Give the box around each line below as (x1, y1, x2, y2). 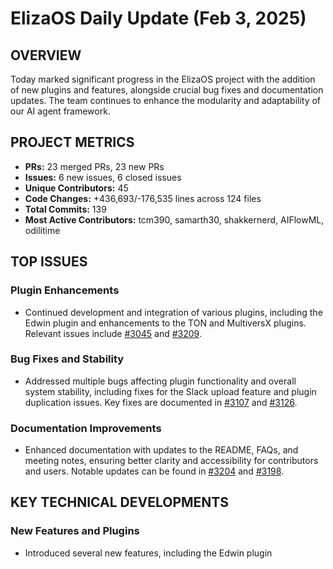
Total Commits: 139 (24, 203, 107, 215)
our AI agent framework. (10, 105, 111, 117)
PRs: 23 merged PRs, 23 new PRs (24, 160, 165, 172)
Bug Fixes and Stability (10, 352, 125, 366)
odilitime (24, 224, 61, 236)
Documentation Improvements (10, 421, 162, 435)
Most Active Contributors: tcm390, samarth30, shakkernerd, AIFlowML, (24, 213, 325, 226)
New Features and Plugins (10, 524, 140, 538)
